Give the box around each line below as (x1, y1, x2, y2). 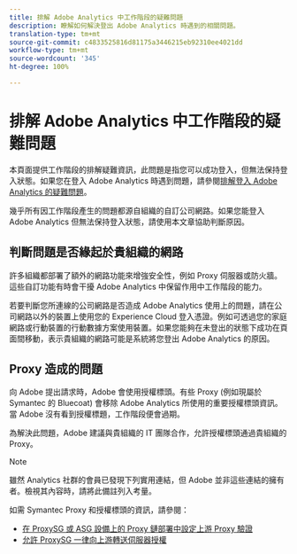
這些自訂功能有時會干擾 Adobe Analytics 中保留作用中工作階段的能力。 (9, 281, 267, 292)
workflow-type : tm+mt (9, 46, 89, 55)
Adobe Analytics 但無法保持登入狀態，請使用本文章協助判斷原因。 (9, 216, 249, 227)
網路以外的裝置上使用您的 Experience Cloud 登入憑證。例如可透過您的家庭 (16, 311, 287, 322)
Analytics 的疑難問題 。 (9, 186, 92, 197)
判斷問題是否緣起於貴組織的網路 (9, 245, 184, 260)
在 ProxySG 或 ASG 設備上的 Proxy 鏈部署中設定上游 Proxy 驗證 (21, 524, 254, 534)
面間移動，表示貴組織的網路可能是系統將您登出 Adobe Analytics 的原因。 (9, 333, 275, 344)
